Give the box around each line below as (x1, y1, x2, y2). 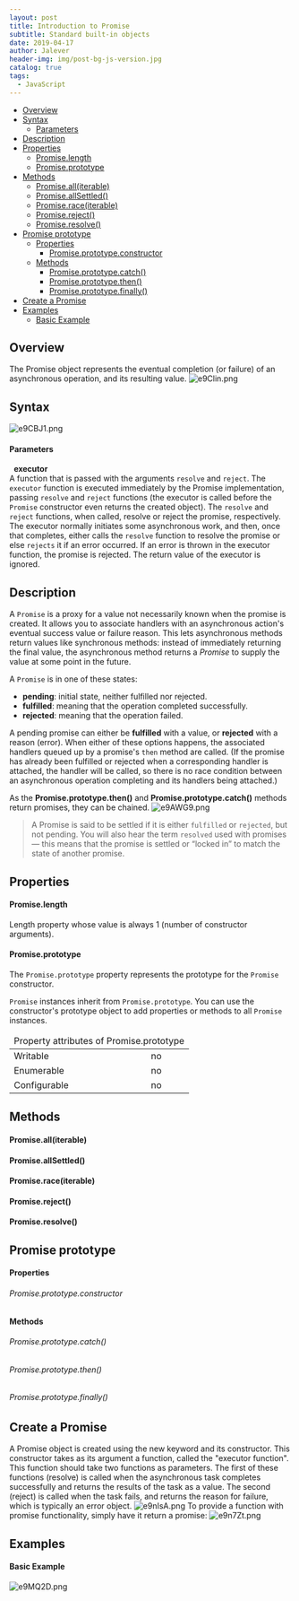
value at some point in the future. (9, 657, 132, 667)
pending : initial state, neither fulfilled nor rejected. (21, 692, 208, 702)
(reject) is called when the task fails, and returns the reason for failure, (9, 1491, 269, 1502)
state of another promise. (30, 848, 125, 859)
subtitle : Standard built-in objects (9, 30, 150, 39)
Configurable (13, 1079, 69, 1092)
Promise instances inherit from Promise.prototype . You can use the (9, 996, 255, 1007)
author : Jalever (9, 47, 70, 56)
